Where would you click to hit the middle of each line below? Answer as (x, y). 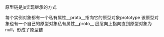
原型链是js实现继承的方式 (31, 7)
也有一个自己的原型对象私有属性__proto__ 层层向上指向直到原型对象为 (81, 24)
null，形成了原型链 (24, 30)
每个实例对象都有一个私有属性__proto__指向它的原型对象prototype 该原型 (80, 18)
